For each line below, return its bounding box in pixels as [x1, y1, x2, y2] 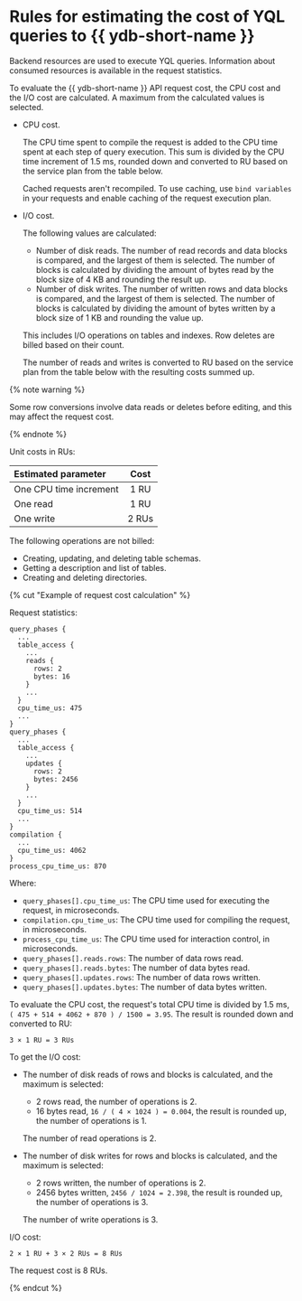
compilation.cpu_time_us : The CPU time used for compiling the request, [22, 914, 290, 925]
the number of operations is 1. [35, 1115, 147, 1126]
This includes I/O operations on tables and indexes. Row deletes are [22, 330, 275, 341]
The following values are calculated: [22, 228, 157, 239]
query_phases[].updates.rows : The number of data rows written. [22, 971, 261, 982]
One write [14, 512, 56, 525]
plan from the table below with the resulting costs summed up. [22, 366, 255, 377]
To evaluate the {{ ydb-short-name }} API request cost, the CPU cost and [9, 82, 281, 93]
